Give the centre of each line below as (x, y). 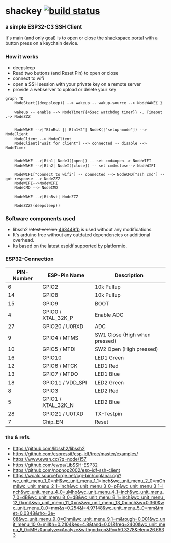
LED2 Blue (107, 402)
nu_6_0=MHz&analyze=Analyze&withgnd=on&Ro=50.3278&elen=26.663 (88, 529)
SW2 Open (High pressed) (126, 349)
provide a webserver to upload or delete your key (64, 89)
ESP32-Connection (30, 259)
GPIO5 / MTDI (59, 349)
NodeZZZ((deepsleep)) (37, 206)
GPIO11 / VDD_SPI (65, 383)
